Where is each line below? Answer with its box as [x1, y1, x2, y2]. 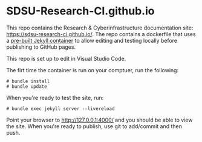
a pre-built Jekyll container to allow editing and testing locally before [6, 37, 177, 44]
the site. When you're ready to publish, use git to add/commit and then [6, 122, 183, 130]
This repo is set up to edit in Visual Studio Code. [6, 55, 126, 62]
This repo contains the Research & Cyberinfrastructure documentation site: [6, 24, 194, 31]
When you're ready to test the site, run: [6, 94, 104, 101]
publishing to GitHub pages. [6, 43, 76, 51]
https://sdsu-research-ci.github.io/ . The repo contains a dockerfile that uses [6, 30, 196, 37]
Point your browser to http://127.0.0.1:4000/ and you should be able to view [6, 116, 193, 123]
